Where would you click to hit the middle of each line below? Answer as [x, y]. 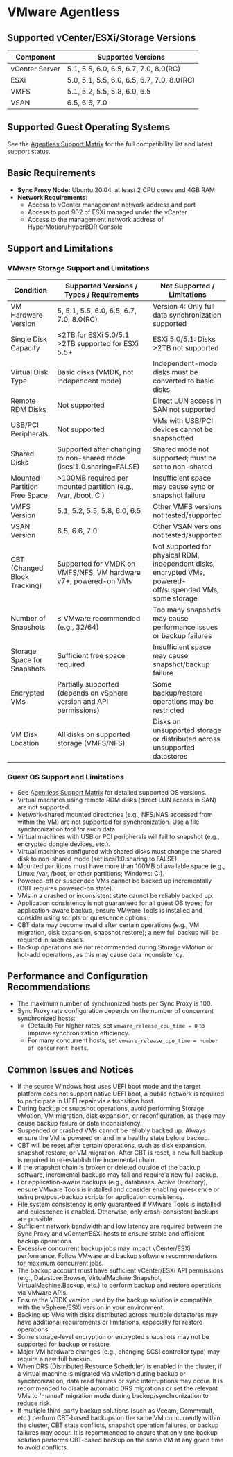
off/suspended [176, 590]
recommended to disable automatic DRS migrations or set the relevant [118, 1388]
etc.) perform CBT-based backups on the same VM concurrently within [119, 1418]
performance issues [185, 627]
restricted [169, 710]
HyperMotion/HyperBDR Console [75, 227]
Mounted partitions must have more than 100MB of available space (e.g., [121, 866]
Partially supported [88, 684]
